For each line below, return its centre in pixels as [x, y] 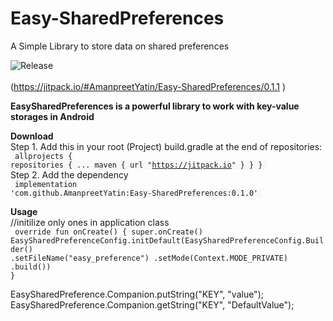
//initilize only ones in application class [90, 222]
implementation [46, 184]
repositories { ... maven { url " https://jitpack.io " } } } [136, 165]
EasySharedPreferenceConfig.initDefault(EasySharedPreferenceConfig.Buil [167, 240]
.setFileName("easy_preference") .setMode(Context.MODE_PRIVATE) [149, 258]
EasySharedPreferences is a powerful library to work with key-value [155, 106]
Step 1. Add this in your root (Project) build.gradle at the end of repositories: [166, 146]
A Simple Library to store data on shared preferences [120, 46]
